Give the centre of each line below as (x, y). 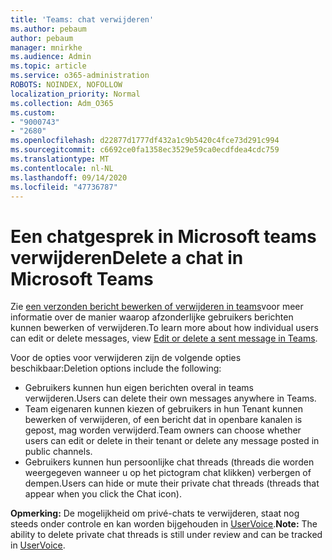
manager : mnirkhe (46, 47)
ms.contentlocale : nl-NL (62, 168)
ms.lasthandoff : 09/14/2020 (69, 177)
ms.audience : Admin (51, 57)
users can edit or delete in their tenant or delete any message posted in (172, 441)
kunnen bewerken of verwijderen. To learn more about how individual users (164, 328)
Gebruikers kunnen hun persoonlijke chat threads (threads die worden (169, 462)
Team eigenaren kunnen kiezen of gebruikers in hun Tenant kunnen (163, 409)
